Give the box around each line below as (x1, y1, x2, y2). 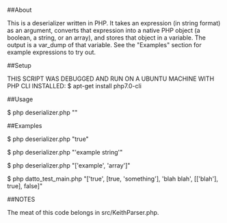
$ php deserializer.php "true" (7, 135, 89, 143)
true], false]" (7, 182, 43, 190)
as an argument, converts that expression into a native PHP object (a (7, 27, 200, 34)
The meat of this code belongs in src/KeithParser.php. (7, 209, 159, 216)
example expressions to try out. (7, 48, 96, 56)
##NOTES (7, 195, 36, 203)
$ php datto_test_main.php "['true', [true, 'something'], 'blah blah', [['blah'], (7, 174, 219, 183)
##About (7, 6, 32, 14)
